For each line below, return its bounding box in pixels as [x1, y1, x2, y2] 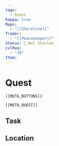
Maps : [5, 21, 17, 27]
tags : [5, 7, 17, 13]
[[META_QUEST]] [5, 103, 38, 108]
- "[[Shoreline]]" [10, 27, 50, 32]
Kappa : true [5, 17, 31, 22]
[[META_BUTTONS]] [5, 94, 43, 99]
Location [5, 134, 34, 143]
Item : [5, 55, 17, 60]
